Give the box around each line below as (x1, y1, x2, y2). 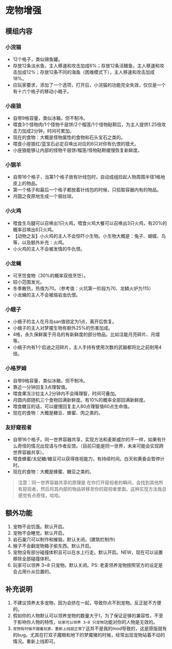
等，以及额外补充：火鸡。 (12, 239, 67, 245)
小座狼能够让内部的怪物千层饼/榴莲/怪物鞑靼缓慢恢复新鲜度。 (12, 147, 142, 153)
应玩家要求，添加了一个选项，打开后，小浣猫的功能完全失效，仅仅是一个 (12, 82, 166, 88)
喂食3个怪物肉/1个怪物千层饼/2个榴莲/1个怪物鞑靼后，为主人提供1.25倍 (12, 121, 162, 128)
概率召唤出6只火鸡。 (12, 226, 56, 232)
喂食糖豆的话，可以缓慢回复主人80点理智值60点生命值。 (12, 403, 132, 409)
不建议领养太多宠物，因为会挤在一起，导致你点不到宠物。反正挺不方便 (12, 600, 162, 606)
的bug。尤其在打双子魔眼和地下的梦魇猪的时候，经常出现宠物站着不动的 (12, 632, 165, 638)
